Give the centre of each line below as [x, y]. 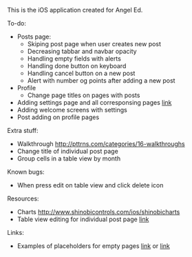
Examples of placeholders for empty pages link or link [94, 246]
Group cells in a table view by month [69, 158]
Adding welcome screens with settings [72, 110]
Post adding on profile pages [58, 117]
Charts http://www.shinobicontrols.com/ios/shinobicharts [98, 212]
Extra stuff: [23, 131]
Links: [15, 233]
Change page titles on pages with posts [84, 95]
